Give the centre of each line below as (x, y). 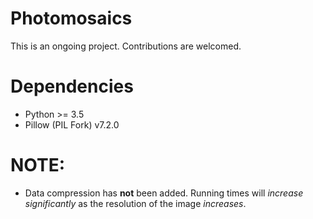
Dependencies (72, 86)
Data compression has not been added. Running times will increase (164, 193)
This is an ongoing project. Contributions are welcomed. (126, 46)
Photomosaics (71, 18)
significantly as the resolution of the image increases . (135, 203)
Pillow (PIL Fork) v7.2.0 (72, 124)
